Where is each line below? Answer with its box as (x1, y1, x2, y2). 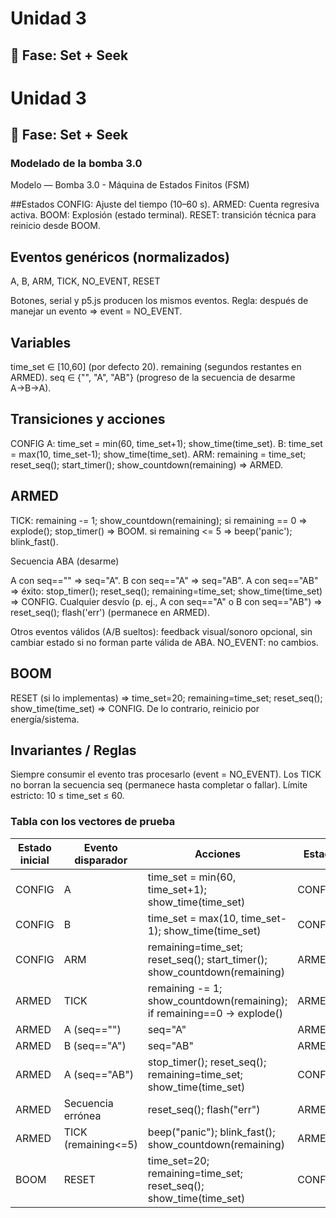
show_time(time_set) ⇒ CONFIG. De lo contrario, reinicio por (10, 702, 260, 714)
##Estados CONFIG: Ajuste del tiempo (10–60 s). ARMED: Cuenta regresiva (10, 198, 320, 211)
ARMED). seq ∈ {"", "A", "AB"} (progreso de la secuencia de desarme (10, 372, 296, 384)
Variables (10, 334, 72, 351)
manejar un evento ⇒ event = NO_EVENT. (10, 305, 183, 317)
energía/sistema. (10, 713, 80, 725)
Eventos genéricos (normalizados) (10, 248, 231, 266)
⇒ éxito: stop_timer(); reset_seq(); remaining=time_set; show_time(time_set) (10, 585, 323, 597)
